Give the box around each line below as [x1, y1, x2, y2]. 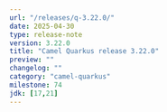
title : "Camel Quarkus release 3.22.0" [9, 47, 160, 56]
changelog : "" [9, 64, 63, 73]
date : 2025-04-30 [9, 22, 75, 31]
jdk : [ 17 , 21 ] [9, 89, 59, 98]
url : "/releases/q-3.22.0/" [9, 13, 116, 23]
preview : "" [9, 55, 54, 64]
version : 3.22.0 [9, 38, 70, 48]
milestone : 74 [9, 80, 63, 89]
